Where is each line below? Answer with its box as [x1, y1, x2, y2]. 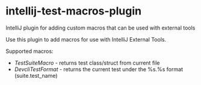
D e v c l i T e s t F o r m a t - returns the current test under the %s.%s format [14, 65, 183, 73]
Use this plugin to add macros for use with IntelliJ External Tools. [5, 36, 167, 43]
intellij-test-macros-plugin [5, 4, 142, 18]
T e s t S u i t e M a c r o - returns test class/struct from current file [14, 59, 160, 66]
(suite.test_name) [14, 72, 58, 79]
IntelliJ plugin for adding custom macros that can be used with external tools [5, 24, 196, 31]
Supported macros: [5, 47, 54, 55]
